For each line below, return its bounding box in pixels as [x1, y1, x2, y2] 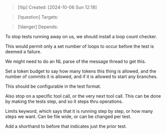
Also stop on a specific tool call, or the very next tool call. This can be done [5, 93, 161, 99]
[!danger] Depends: [17, 24, 58, 30]
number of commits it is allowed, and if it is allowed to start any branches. [5, 74, 158, 80]
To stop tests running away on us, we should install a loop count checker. [5, 34, 157, 39]
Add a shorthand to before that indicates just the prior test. [5, 123, 127, 129]
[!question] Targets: [17, 14, 59, 20]
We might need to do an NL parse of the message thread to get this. [5, 58, 146, 64]
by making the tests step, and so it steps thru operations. [5, 98, 123, 104]
